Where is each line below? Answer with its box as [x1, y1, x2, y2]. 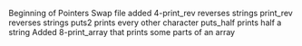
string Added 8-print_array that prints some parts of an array [8, 27, 236, 37]
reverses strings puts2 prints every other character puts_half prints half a [8, 17, 282, 28]
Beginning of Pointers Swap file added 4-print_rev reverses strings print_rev [8, 8, 294, 18]
